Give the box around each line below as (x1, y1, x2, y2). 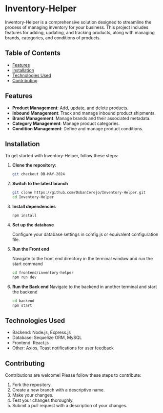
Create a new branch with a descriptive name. (12, 387, 105, 392)
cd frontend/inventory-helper (12, 270, 74, 275)
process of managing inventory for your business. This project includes (5, 24, 149, 30)
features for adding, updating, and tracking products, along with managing (5, 29, 155, 35)
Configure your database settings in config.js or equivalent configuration (12, 231, 159, 237)
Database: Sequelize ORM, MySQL (12, 335, 82, 340)
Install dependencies (12, 204, 56, 209)
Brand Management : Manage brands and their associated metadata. (12, 115, 151, 121)
